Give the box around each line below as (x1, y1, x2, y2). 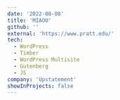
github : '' (7, 23, 39, 30)
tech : (7, 37, 23, 44)
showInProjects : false (7, 82, 74, 89)
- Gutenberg (13, 63, 49, 70)
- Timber (13, 50, 39, 57)
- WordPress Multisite (13, 56, 80, 63)
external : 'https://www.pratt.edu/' (7, 30, 114, 37)
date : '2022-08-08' (7, 10, 65, 18)
